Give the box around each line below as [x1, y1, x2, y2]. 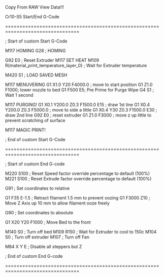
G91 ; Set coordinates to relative [5, 185, 70, 191]
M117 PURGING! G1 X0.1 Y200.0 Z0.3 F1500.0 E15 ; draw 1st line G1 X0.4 [5, 102, 150, 108]
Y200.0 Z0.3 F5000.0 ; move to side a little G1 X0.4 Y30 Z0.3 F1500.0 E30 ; [5, 107, 158, 113]
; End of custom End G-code [5, 253, 63, 259]
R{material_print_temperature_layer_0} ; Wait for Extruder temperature [5, 63, 147, 68]
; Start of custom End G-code [5, 161, 65, 167]
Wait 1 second [5, 92, 33, 98]
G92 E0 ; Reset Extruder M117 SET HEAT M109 [5, 57, 99, 63]
